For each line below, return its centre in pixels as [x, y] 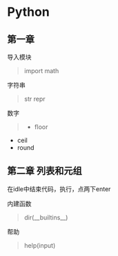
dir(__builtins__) [46, 217]
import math [41, 71]
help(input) [40, 245]
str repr [35, 99]
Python [28, 12]
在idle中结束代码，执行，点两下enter [59, 189]
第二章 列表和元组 [45, 171]
